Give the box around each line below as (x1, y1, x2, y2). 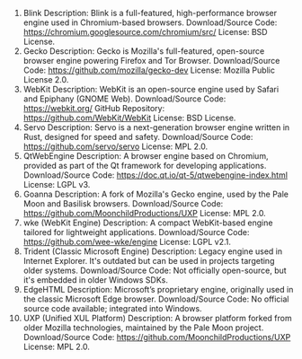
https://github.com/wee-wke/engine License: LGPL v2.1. (22, 237, 232, 247)
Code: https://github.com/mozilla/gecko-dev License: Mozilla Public (22, 65, 275, 75)
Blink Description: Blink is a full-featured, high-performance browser (22, 8, 278, 18)
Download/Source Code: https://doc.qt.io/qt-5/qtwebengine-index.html (22, 170, 289, 180)
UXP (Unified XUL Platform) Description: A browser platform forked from (22, 313, 292, 323)
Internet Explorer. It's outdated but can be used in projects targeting (22, 256, 275, 266)
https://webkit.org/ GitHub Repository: (22, 103, 165, 113)
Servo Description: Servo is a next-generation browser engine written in (22, 122, 290, 133)
